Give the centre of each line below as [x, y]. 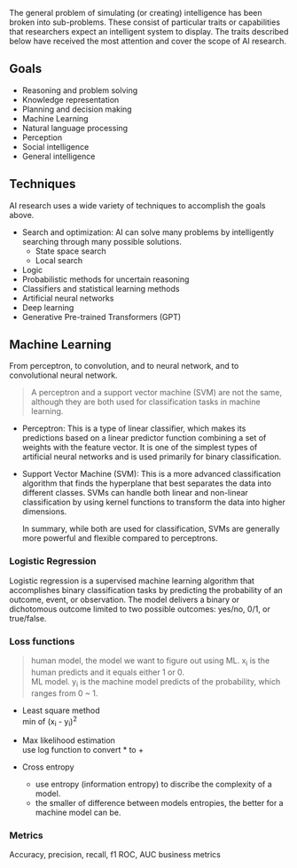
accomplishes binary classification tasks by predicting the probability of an [146, 590]
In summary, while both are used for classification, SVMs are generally [151, 529]
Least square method [61, 710]
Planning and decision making [77, 109]
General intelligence [59, 156]
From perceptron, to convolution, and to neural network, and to [124, 366]
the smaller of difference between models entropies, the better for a [159, 803]
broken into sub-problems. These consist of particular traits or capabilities [145, 22]
